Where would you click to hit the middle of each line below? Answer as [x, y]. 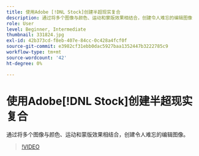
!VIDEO [30, 147]
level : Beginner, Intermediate [46, 29]
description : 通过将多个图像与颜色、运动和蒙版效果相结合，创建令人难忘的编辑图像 [99, 18]
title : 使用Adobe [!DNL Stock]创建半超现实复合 [63, 12]
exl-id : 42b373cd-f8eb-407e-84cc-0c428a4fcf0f [67, 41]
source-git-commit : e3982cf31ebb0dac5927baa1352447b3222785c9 [87, 47]
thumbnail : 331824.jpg [35, 35]
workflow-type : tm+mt [34, 52]
